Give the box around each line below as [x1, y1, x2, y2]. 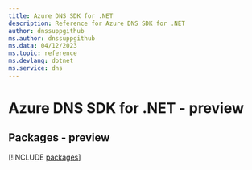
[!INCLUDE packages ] [8, 152, 81, 162]
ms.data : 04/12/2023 [8, 42, 78, 50]
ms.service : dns [8, 64, 63, 73]
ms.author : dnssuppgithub [8, 34, 95, 43]
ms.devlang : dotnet [8, 57, 74, 65]
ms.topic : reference [8, 49, 78, 57]
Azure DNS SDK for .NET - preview [8, 98, 244, 117]
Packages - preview [8, 131, 110, 145]
